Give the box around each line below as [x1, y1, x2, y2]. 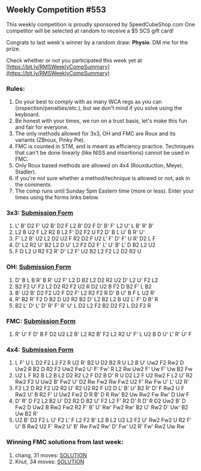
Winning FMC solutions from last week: [6, 438, 124, 446]
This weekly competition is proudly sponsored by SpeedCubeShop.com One [6, 20, 196, 28]
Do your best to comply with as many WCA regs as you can [14, 98, 162, 106]
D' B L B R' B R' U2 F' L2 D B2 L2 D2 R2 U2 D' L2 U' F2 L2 [14, 276, 158, 284]
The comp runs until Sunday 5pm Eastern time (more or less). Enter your [14, 187, 194, 194]
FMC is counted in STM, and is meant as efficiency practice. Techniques [14, 143, 194, 150]
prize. [6, 45, 21, 52]
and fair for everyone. [14, 124, 69, 131]
